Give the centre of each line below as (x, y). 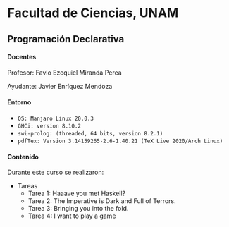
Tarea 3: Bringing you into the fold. (78, 209)
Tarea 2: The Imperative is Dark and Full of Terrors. (102, 201)
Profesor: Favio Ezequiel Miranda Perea (64, 73)
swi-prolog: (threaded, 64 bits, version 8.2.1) (90, 133)
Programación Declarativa (66, 39)
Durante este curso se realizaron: (56, 172)
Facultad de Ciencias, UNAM (93, 13)
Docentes (22, 57)
